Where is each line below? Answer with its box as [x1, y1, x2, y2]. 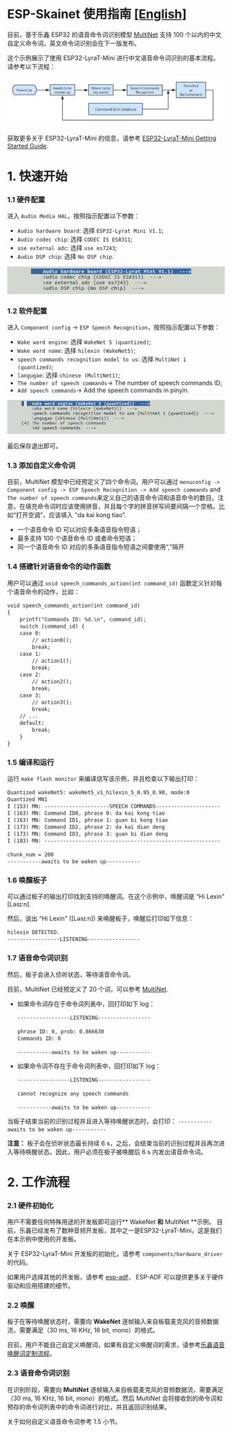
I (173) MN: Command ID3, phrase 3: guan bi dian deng [7, 830, 168, 838]
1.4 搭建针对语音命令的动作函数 [7, 562, 112, 572]
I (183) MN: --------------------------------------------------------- [7, 837, 221, 844]
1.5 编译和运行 [7, 757, 55, 767]
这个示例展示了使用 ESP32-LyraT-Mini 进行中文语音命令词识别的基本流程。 [7, 53, 220, 62]
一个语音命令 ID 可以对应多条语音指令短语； [17, 525, 142, 534]
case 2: [19, 671, 41, 678]
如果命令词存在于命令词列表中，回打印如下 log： [17, 999, 155, 1008]
